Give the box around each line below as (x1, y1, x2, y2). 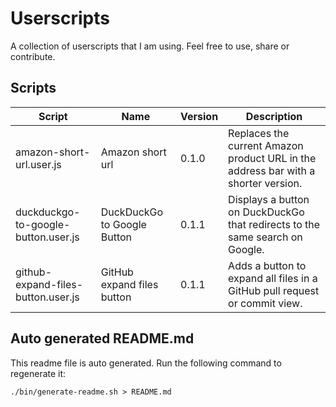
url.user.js (15, 157, 62, 171)
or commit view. (228, 296, 303, 310)
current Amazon (228, 138, 304, 152)
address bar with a (228, 163, 316, 177)
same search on (228, 230, 303, 244)
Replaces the (228, 126, 290, 140)
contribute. (10, 50, 56, 62)
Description (245, 109, 303, 123)
